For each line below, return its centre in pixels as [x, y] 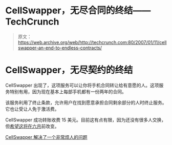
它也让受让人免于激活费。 [32, 109]
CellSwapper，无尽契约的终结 [69, 70]
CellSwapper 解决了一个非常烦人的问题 [46, 137]
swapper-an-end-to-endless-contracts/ [60, 48]
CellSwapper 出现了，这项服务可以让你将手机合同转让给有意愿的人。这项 [82, 85]
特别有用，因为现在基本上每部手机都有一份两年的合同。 [68, 91]
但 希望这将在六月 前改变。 [32, 126]
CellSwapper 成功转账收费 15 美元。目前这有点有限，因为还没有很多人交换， [86, 120]
